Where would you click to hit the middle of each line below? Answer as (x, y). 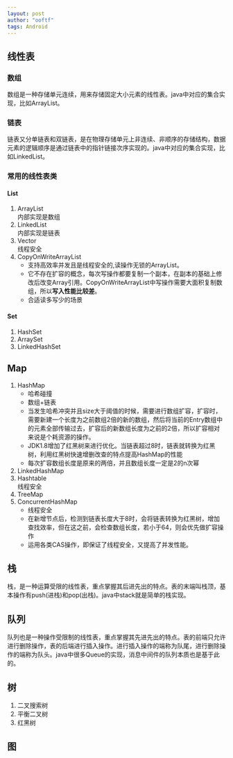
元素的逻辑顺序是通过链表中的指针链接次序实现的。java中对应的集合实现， (113, 148)
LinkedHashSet (39, 346)
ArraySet (30, 339)
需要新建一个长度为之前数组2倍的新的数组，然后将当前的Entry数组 (122, 419)
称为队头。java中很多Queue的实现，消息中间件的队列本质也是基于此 (123, 654)
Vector (27, 241)
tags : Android (28, 26)
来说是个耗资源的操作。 (61, 437)
